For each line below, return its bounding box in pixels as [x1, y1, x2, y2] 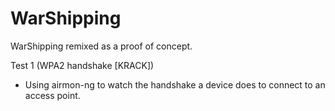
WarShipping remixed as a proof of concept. [10, 40, 193, 52]
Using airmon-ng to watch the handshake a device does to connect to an [24, 78, 326, 91]
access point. [24, 89, 81, 101]
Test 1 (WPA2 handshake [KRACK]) [10, 59, 155, 71]
